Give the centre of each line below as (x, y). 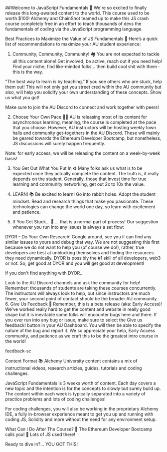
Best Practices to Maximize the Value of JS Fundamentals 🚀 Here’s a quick (82, 39)
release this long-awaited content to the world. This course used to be (77, 13)
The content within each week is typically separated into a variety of (75, 394)
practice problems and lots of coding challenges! (55, 399)
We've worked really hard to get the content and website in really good (78, 309)
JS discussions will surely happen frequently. (59, 143)
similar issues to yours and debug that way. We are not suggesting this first (82, 242)
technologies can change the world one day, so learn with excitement (84, 207)
